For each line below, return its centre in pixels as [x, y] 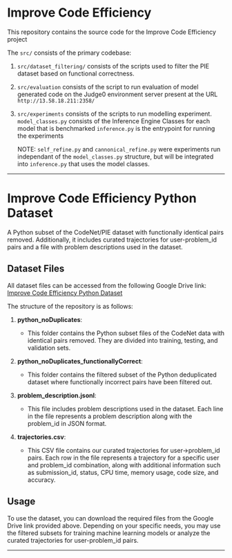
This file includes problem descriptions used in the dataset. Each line [125, 408]
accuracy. [41, 480]
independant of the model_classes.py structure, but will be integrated [115, 156]
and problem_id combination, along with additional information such [124, 465]
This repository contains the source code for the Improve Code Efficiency [112, 32]
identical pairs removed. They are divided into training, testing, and [123, 340]
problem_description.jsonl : [57, 395]
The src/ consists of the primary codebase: [69, 53]
